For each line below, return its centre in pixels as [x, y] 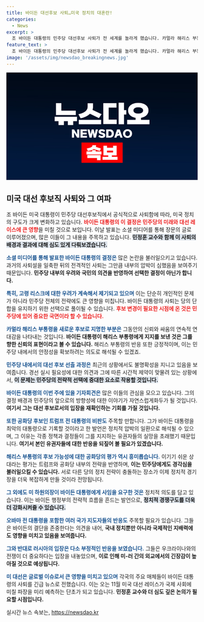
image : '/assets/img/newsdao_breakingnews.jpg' [68, 58]
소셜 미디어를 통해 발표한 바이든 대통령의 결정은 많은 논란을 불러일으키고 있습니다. [102, 258]
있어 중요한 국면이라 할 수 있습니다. [63, 316]
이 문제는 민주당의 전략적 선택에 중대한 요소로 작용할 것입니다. [86, 380]
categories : [21, 19]
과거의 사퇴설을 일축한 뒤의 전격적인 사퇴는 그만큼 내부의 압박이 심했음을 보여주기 [102, 265]
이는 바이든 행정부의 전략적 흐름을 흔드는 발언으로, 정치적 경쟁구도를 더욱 [110, 500]
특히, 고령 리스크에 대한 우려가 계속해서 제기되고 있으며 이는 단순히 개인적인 [95, 293]
